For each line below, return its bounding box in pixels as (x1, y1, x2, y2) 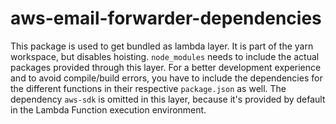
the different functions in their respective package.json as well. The (10, 82, 287, 94)
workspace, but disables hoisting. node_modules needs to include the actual (10, 50, 320, 62)
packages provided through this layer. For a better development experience (10, 61, 322, 73)
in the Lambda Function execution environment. (10, 103, 207, 116)
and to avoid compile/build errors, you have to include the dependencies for (10, 72, 323, 84)
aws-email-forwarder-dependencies (10, 7, 322, 30)
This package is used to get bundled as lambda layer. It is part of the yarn (10, 40, 314, 52)
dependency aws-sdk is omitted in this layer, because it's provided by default (10, 93, 326, 105)
